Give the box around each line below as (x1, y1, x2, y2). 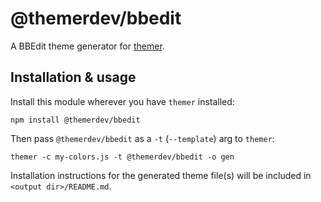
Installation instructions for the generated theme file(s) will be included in (10, 169, 312, 181)
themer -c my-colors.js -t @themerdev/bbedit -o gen (10, 152, 235, 162)
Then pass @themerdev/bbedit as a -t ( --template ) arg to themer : (10, 132, 275, 144)
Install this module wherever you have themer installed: (10, 95, 235, 107)
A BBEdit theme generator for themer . (10, 40, 165, 52)
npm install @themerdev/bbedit (10, 115, 141, 125)
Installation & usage (10, 69, 137, 86)
